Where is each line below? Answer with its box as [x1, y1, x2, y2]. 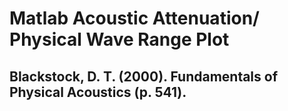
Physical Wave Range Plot [9, 28, 230, 51]
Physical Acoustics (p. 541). [9, 83, 187, 101]
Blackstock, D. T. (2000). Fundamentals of [9, 68, 279, 85]
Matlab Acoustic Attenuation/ [9, 7, 260, 30]
